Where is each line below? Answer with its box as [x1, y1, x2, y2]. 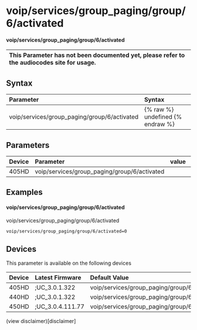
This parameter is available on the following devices [6, 260, 132, 267]
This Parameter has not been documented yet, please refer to [9, 51, 185, 59]
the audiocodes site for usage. [9, 59, 96, 67]
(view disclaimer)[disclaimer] [6, 318, 76, 325]
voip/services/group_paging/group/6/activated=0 [6, 228, 127, 234]
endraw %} [144, 120, 175, 129]
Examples [6, 187, 43, 197]
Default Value [90, 274, 129, 282]
